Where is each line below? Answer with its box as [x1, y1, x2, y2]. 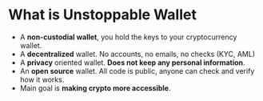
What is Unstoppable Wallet [8, 6, 197, 24]
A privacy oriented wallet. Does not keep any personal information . [19, 58, 245, 67]
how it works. [19, 75, 65, 84]
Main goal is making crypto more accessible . [19, 83, 171, 93]
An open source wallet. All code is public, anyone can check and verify [19, 66, 255, 75]
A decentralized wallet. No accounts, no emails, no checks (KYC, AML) [19, 49, 256, 59]
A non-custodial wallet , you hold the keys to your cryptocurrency [19, 32, 237, 42]
